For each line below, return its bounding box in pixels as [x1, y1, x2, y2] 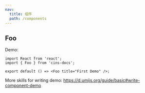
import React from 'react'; [5, 56, 62, 61]
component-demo [5, 83, 41, 89]
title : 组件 [9, 12, 33, 16]
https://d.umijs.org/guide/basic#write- [63, 77, 140, 83]
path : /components [9, 16, 47, 21]
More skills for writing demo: [5, 77, 62, 83]
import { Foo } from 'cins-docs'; [5, 61, 75, 65]
